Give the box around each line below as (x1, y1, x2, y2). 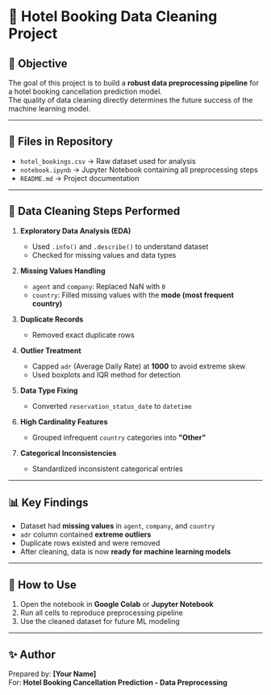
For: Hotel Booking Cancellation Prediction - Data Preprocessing (8, 678, 228, 688)
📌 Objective (8, 57, 68, 70)
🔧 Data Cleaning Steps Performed (8, 204, 181, 218)
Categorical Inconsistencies (19, 448, 117, 457)
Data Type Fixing (19, 385, 78, 395)
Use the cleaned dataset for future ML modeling (19, 617, 180, 626)
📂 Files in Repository (8, 135, 113, 149)
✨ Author (8, 647, 56, 661)
